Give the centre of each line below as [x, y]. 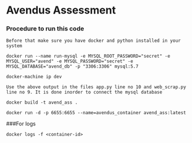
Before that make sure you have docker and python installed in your [94, 41]
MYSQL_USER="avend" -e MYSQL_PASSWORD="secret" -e [70, 61]
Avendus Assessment [61, 10]
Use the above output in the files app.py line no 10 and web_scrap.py [96, 87]
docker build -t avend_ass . [42, 103]
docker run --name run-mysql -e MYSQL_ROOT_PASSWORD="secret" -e [88, 56]
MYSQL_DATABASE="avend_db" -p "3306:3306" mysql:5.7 [72, 66]
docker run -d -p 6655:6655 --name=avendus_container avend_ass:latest [96, 113]
